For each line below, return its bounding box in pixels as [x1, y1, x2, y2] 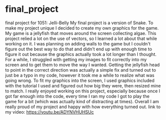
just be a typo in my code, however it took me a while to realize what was [5, 72, 155, 78]
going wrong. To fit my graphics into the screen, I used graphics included [5, 78, 155, 83]
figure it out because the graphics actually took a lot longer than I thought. [5, 51, 157, 57]
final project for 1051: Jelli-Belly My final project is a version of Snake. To [5, 20, 154, 26]
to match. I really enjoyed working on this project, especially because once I [5, 88, 160, 94]
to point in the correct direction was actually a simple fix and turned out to [5, 67, 156, 73]
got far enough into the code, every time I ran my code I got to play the [5, 93, 150, 99]
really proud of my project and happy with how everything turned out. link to [5, 104, 161, 110]
